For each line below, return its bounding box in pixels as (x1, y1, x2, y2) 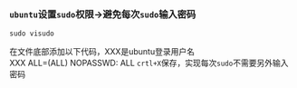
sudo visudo (9, 29, 54, 38)
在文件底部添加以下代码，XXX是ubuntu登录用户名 (9, 46, 195, 57)
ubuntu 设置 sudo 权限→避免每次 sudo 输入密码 (9, 7, 196, 20)
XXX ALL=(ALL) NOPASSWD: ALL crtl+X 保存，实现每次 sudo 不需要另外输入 (9, 57, 289, 69)
